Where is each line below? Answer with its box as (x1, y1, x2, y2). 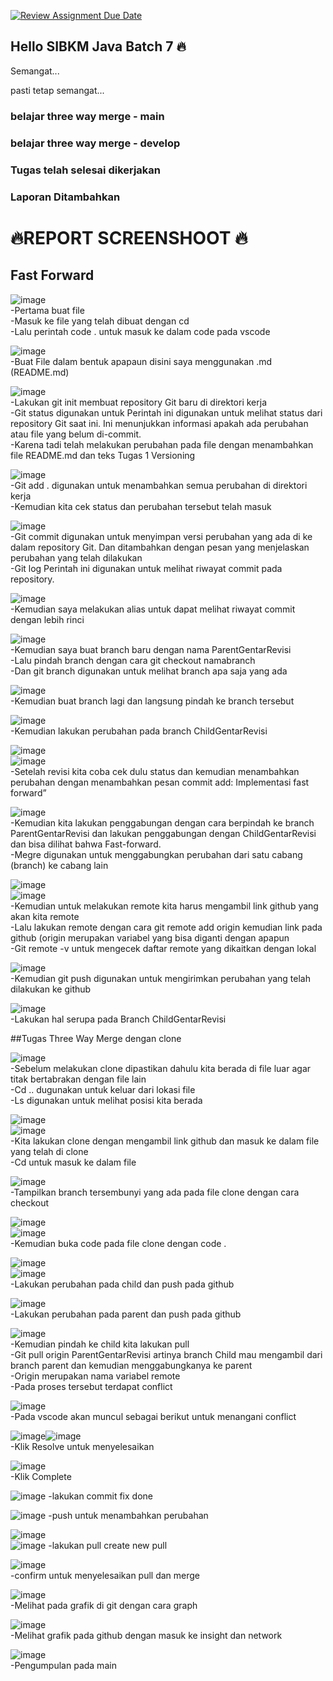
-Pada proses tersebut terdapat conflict (10, 1380, 173, 1392)
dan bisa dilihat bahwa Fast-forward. (10, 838, 162, 850)
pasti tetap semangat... (10, 84, 105, 96)
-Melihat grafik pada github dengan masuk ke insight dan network (10, 1629, 283, 1641)
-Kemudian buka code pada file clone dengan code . (10, 1237, 227, 1249)
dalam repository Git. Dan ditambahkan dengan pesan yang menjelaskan (10, 541, 310, 553)
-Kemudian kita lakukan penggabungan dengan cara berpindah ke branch (10, 816, 315, 829)
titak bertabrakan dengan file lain (10, 1073, 147, 1085)
